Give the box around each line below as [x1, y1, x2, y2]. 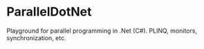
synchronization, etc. [6, 33, 66, 42]
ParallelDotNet [6, 4, 92, 20]
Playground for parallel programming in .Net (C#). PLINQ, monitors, [6, 27, 198, 35]
